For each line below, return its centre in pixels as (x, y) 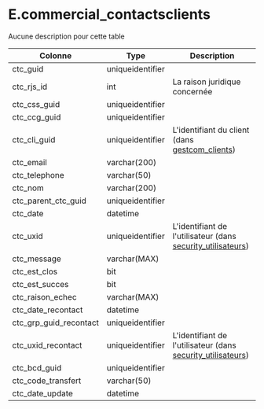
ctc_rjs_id (30, 87)
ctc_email (29, 162)
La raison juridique (207, 82)
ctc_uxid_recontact (47, 345)
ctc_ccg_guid (37, 117)
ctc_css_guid (36, 104)
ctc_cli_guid (34, 139)
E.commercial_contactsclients (109, 15)
